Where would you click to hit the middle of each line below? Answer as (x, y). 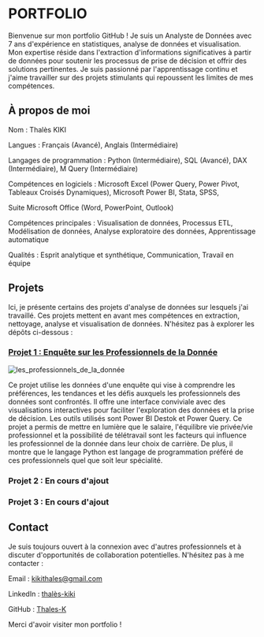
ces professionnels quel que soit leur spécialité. (86, 460)
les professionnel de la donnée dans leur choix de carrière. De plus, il (121, 443)
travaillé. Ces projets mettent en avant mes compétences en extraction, (124, 315)
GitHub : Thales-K (37, 609)
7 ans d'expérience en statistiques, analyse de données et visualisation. (125, 43)
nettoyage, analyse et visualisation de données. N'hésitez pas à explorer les (131, 323)
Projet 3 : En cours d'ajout (59, 501)
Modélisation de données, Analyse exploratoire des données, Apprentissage (132, 231)
